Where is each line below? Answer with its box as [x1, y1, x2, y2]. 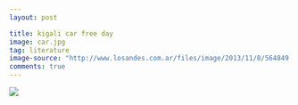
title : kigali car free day [9, 28, 114, 38]
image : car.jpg [9, 37, 66, 46]
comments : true [9, 62, 66, 71]
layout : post [9, 12, 58, 22]
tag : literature [9, 45, 70, 54]
